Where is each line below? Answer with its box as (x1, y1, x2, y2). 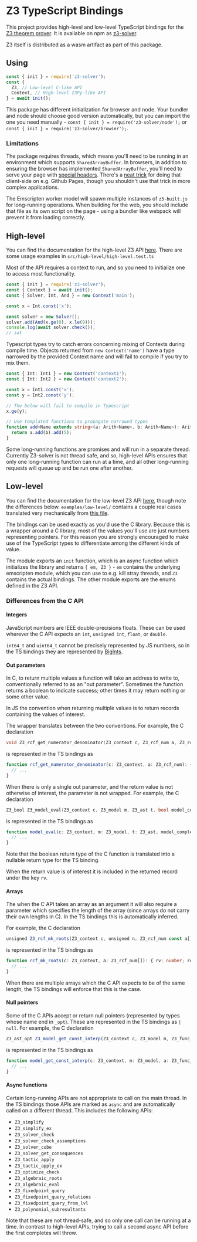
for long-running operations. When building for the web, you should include (6, 201, 189, 209)
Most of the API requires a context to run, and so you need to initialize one (6, 264, 186, 271)
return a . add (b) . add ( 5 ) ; (11, 430, 72, 436)
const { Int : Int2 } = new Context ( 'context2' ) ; (6, 376, 127, 382)
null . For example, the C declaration (6, 1024, 94, 1031)
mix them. (6, 359, 30, 367)
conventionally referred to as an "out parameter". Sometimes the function (6, 681, 184, 688)
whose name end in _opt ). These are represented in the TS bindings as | (6, 1019, 182, 1026)
